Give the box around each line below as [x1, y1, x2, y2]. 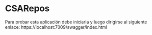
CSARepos [5, 3, 50, 14]
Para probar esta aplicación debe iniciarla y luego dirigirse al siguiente [5, 19, 147, 25]
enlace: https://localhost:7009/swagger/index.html [5, 24, 107, 30]
